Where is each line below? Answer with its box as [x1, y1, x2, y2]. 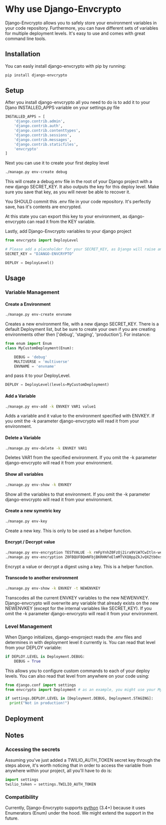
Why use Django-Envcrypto [5, 3, 122, 15]
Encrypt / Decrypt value [5, 539, 55, 545]
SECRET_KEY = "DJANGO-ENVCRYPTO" [5, 251, 74, 256]
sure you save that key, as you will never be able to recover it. [5, 189, 131, 195]
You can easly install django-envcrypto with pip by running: [5, 63, 126, 69]
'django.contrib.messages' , [14, 137, 72, 142]
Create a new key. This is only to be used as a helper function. [5, 528, 132, 534]
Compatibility [5, 793, 39, 800]
